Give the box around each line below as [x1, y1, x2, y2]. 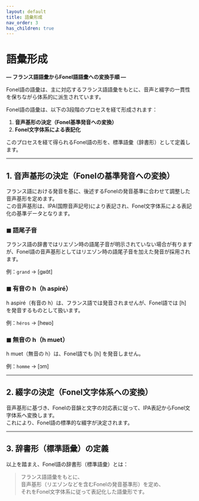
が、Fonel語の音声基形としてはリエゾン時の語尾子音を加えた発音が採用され [6, 248, 191, 255]
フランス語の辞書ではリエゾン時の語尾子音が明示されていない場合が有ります [6, 241, 193, 248]
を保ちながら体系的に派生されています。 [6, 93, 105, 101]
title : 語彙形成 [6, 14, 43, 20]
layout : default [6, 8, 46, 15]
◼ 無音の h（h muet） [6, 335, 69, 344]
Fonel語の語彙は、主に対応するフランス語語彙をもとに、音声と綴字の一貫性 [6, 86, 191, 93]
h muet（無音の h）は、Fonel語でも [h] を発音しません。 [6, 350, 144, 357]
